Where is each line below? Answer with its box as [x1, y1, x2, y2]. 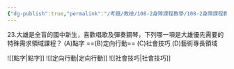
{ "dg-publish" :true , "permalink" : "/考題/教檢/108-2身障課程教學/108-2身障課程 [7, 10, 224, 17]
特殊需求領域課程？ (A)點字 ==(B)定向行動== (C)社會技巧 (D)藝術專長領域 [7, 39, 218, 47]
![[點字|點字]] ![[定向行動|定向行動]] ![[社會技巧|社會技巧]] [7, 54, 171, 62]
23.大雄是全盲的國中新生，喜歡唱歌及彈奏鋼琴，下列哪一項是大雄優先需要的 [7, 30, 224, 38]
